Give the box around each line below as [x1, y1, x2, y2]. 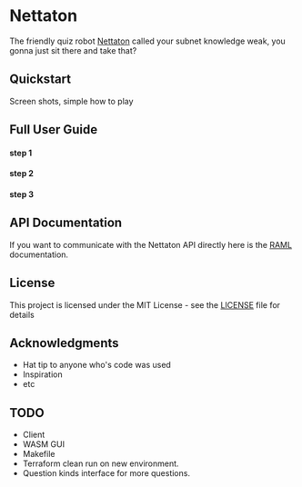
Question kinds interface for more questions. [22, 468, 191, 479]
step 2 [9, 168, 35, 179]
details [9, 309, 35, 320]
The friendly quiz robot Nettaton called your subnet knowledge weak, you [9, 35, 287, 46]
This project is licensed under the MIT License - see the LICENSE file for [9, 299, 280, 310]
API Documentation [9, 215, 123, 231]
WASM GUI [22, 439, 65, 450]
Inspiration [22, 369, 63, 380]
